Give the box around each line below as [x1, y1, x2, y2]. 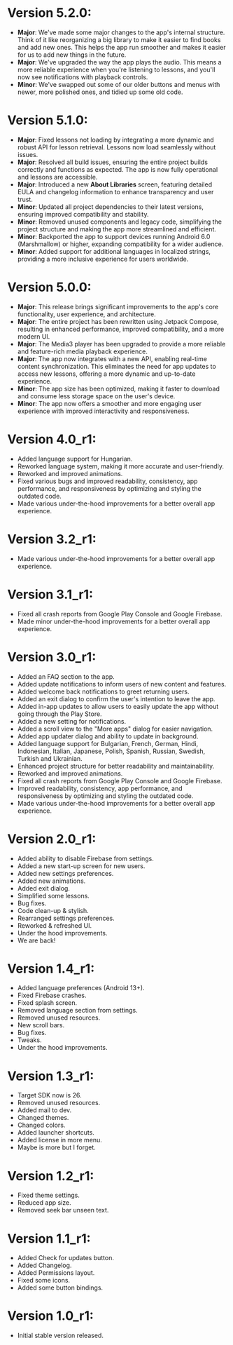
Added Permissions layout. [17, 1269, 95, 1277]
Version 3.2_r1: [7, 531, 97, 547]
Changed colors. [17, 1121, 66, 1130]
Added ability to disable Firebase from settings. [17, 854, 154, 863]
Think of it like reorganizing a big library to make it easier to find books [17, 35, 221, 43]
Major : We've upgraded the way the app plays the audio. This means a [17, 58, 222, 66]
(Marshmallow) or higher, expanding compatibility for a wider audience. [17, 240, 224, 248]
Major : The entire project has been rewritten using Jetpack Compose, [17, 317, 219, 325]
